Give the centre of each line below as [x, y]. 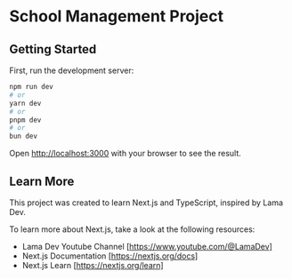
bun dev [24, 136]
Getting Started [53, 49]
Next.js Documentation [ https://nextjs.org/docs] [110, 256]
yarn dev [25, 103]
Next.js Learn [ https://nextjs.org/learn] [93, 265]
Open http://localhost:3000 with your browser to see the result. [126, 154]
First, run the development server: [72, 70]
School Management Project [117, 16]
